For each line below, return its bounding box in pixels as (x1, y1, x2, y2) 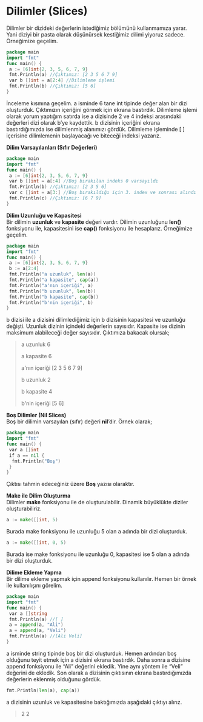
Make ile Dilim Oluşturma (6, 492, 71, 499)
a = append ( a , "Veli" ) (8, 628, 67, 634)
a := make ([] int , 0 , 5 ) (6, 540, 67, 546)
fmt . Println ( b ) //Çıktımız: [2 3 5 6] (8, 184, 107, 190)
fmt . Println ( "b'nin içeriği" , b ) (8, 299, 94, 305)
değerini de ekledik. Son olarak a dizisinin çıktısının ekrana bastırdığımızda (6, 669, 192, 676)
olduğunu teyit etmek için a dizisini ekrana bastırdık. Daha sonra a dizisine (6, 656, 191, 664)
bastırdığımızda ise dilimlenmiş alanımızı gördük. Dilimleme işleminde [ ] (6, 125, 185, 133)
